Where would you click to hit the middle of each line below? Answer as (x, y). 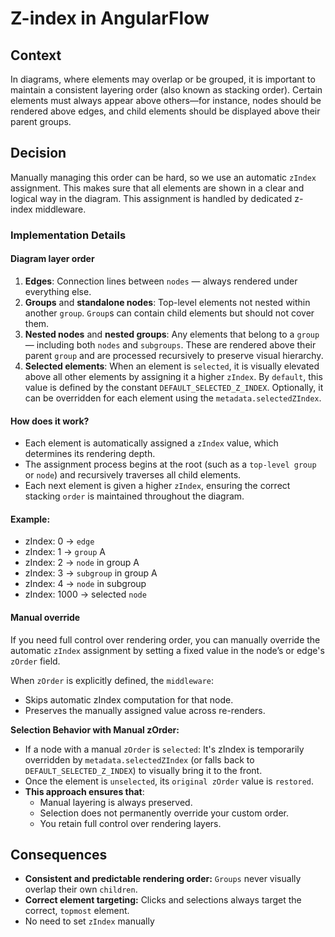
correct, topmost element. (77, 911)
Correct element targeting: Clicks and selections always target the (163, 900)
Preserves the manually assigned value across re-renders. (145, 710)
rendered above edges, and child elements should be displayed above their (165, 111)
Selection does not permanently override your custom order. (164, 813)
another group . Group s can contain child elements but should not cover (169, 313)
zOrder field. (35, 661)
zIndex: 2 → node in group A (82, 563)
